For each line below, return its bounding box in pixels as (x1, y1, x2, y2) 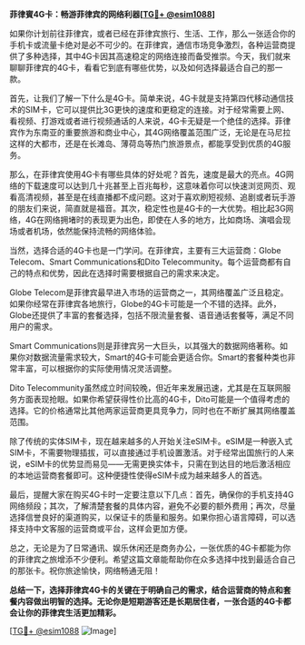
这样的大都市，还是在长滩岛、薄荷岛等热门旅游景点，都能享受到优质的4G (9, 138, 283, 149)
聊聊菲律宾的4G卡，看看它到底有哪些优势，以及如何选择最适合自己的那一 (9, 63, 283, 73)
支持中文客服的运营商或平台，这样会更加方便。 (16, 523, 192, 534)
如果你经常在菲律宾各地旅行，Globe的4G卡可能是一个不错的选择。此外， (9, 299, 281, 309)
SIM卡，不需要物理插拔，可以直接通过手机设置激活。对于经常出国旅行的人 (9, 447, 287, 458)
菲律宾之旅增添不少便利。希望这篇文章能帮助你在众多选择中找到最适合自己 (16, 554, 296, 564)
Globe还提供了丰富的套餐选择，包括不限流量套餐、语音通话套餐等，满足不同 (9, 310, 294, 321)
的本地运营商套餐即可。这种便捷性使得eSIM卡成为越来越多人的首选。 (9, 470, 268, 481)
